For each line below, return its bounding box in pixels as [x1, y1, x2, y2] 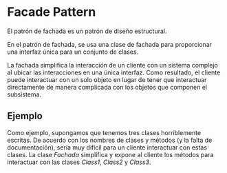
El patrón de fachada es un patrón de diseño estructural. [7, 27, 167, 35]
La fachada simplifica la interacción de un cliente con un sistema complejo [7, 61, 218, 69]
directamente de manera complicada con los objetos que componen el [7, 83, 208, 91]
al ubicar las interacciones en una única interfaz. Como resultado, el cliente [7, 68, 221, 77]
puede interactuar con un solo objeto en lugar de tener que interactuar [7, 75, 207, 83]
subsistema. [7, 90, 42, 99]
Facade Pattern [7, 4, 96, 20]
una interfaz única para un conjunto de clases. [7, 48, 139, 56]
